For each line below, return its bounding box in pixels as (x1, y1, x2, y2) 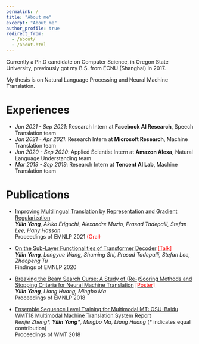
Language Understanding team (14, 154, 91, 161)
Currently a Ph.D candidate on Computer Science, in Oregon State (6, 58, 169, 65)
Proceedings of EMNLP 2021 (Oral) (14, 233, 101, 240)
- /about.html (11, 42, 46, 48)
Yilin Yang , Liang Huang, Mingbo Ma (14, 287, 107, 295)
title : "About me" (6, 14, 52, 20)
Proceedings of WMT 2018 (14, 331, 81, 338)
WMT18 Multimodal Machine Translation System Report (14, 312, 151, 319)
